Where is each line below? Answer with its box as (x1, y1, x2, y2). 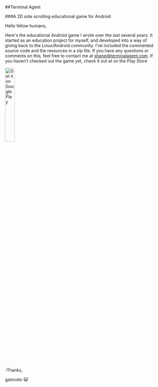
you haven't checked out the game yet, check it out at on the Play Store (5, 58, 147, 64)
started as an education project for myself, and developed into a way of (5, 37, 147, 43)
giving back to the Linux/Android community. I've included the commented (5, 43, 154, 48)
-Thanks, (5, 367, 23, 373)
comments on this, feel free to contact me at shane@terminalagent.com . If (5, 53, 153, 59)
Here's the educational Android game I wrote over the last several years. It (5, 32, 153, 38)
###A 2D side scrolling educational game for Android (5, 14, 111, 19)
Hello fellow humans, (5, 23, 47, 29)
